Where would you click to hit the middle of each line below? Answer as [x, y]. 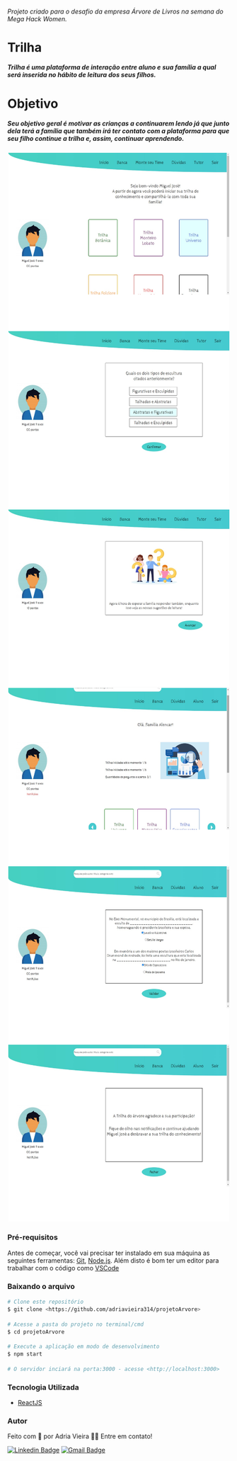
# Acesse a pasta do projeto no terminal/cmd [75, 1324]
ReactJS [30, 1403]
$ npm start [25, 1354]
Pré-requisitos [33, 1237]
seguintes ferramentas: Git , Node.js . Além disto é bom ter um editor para [113, 1260]
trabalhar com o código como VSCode [63, 1268]
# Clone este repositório [45, 1302]
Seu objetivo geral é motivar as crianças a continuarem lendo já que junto [118, 124]
